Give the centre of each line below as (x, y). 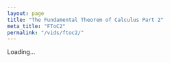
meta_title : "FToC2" (37, 26)
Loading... (21, 52)
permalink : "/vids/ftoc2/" (46, 33)
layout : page (26, 13)
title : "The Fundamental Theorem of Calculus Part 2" (86, 20)
